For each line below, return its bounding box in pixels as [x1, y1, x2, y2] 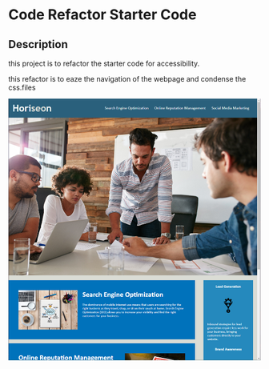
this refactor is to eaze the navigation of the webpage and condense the [8, 74, 247, 83]
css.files [8, 82, 36, 92]
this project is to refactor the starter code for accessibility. [8, 58, 200, 68]
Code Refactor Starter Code [8, 6, 197, 24]
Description [8, 38, 68, 51]
